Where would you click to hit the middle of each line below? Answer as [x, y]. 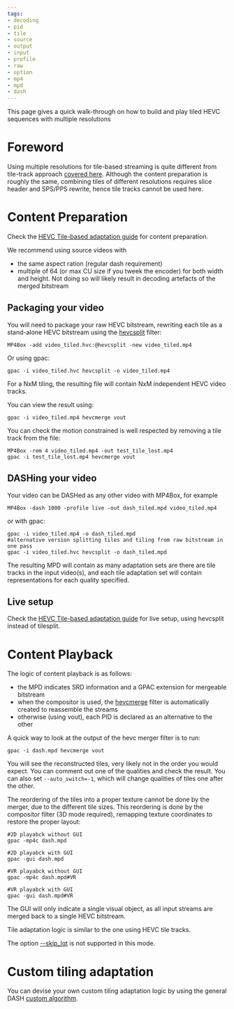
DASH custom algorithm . [43, 999]
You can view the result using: [51, 405]
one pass [20, 546]
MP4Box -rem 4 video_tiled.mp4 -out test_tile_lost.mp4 [90, 451]
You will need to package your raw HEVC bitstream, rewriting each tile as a [115, 324]
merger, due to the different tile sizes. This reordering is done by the [105, 807]
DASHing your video [52, 479]
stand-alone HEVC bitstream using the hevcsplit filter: [85, 332]
